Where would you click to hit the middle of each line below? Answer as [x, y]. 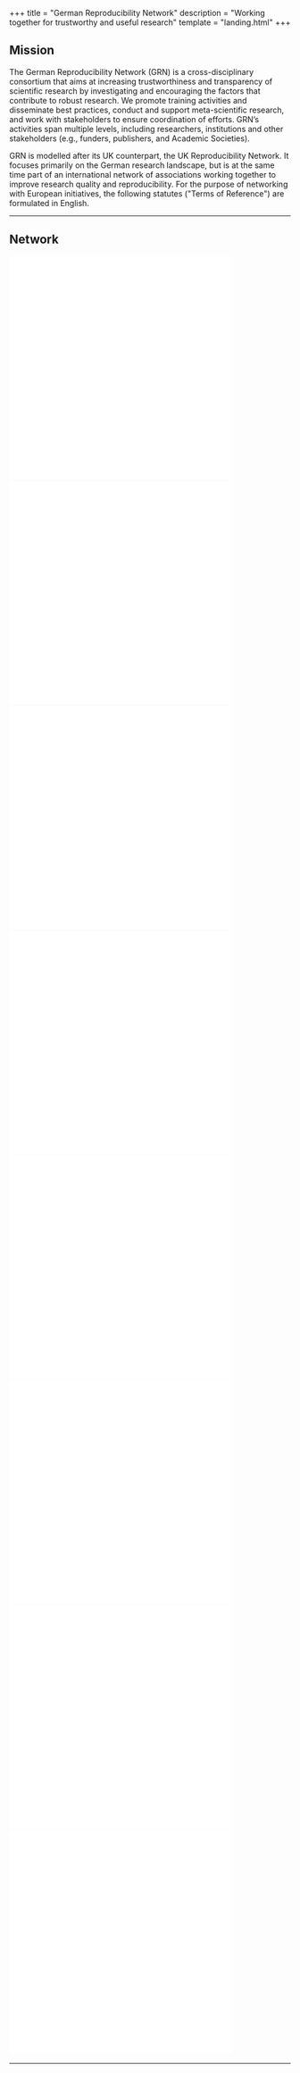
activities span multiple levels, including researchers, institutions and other [146, 129]
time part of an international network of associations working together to [143, 174]
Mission [32, 50]
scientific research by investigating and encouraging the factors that [135, 91]
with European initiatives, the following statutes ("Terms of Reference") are [147, 193]
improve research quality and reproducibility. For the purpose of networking [149, 184]
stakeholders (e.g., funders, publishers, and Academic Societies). [129, 138]
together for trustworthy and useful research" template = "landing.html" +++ [150, 22]
